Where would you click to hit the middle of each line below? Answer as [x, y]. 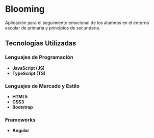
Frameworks [20, 120]
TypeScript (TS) [29, 73]
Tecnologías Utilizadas [41, 43]
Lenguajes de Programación [39, 57]
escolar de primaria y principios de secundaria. [53, 28]
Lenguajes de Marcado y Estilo [42, 86]
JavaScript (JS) [28, 68]
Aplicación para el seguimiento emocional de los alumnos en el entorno [77, 23]
